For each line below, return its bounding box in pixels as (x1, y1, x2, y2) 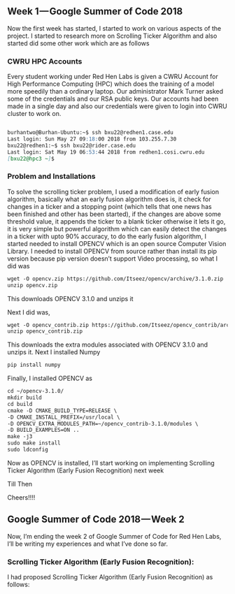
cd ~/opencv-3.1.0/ (7, 388, 64, 395)
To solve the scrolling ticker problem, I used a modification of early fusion (7, 187, 219, 196)
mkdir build (7, 394, 42, 401)
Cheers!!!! (7, 493, 36, 502)
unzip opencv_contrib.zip (7, 328, 83, 335)
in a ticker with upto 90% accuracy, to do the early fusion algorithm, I (7, 232, 207, 240)
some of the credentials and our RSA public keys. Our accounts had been (7, 94, 219, 103)
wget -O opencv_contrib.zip (7, 321, 90, 328)
